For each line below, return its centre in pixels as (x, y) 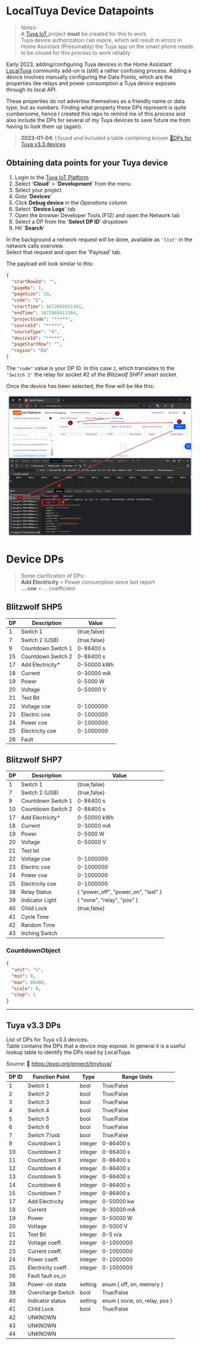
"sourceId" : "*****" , (38, 326)
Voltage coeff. (45, 1243)
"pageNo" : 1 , (28, 288)
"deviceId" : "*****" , (38, 338)
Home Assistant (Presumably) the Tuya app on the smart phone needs (107, 46)
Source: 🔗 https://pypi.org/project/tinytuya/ (59, 1064)
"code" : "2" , (28, 301)
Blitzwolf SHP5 (34, 607)
